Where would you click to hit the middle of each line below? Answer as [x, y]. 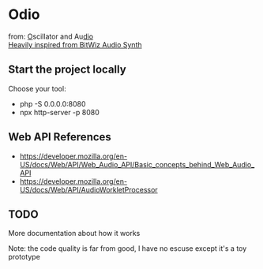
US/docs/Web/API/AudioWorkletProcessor [88, 189]
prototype [24, 257]
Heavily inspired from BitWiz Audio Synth [75, 44]
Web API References [60, 137]
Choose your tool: [37, 88]
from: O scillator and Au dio [51, 36]
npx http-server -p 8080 [60, 112]
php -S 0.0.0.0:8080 [53, 103]
